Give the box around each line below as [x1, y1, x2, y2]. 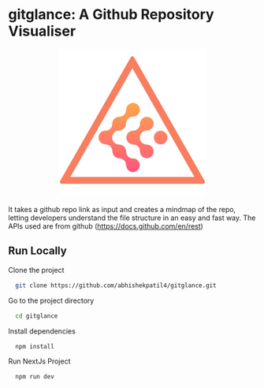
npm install [15, 342, 55, 350]
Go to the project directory [8, 296, 95, 305]
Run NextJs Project [8, 356, 71, 366]
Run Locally [8, 244, 67, 258]
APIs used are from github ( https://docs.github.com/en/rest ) [8, 221, 203, 230]
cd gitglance [15, 312, 58, 320]
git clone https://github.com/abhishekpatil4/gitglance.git [15, 282, 217, 289]
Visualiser [8, 22, 76, 40]
